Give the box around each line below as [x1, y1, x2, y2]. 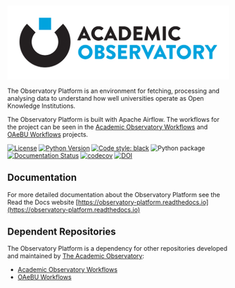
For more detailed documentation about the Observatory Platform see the [7, 190, 220, 199]
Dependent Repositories [7, 226, 116, 238]
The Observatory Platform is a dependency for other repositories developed [7, 244, 227, 253]
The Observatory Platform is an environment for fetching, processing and [7, 87, 220, 95]
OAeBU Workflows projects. [7, 130, 89, 139]
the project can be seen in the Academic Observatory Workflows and [7, 123, 208, 131]
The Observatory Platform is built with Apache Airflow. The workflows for [7, 115, 220, 123]
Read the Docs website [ [7, 198, 79, 206]
